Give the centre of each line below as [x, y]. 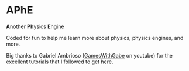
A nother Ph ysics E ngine [35, 26]
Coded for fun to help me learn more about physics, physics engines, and [95, 38]
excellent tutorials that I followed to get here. [60, 62]
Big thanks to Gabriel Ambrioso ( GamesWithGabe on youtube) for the [89, 55]
